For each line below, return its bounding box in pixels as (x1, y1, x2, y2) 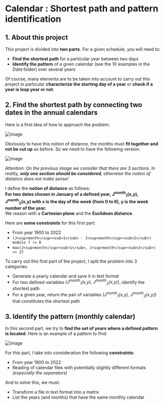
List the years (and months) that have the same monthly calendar (12, 394, 145, 401)
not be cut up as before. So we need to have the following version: (5, 146, 140, 152)
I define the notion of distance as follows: (5, 185, 90, 191)
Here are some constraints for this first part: (5, 220, 96, 225)
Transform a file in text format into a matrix (12, 389, 99, 395)
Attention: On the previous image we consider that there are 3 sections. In (5, 165, 155, 171)
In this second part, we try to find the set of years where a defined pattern (5, 325, 158, 331)
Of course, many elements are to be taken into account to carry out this (5, 76, 150, 82)
